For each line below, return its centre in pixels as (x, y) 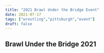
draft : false (19, 24)
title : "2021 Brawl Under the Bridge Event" (52, 10)
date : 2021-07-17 (23, 14)
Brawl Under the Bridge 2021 (51, 44)
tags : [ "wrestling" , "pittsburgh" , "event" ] (50, 19)
